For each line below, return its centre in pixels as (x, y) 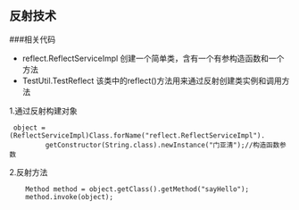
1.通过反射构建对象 (43, 111)
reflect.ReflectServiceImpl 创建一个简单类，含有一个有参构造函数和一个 (153, 58)
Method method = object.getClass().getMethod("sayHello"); (137, 189)
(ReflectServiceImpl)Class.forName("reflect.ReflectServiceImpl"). (137, 135)
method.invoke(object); (70, 197)
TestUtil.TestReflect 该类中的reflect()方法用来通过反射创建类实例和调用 (152, 80)
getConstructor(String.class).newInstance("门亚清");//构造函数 (162, 145)
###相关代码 (33, 39)
